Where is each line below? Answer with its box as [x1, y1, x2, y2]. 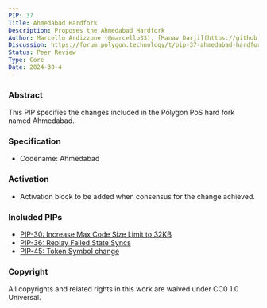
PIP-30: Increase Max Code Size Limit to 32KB [19, 229, 172, 239]
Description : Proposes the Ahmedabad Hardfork [8, 26, 165, 34]
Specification [8, 136, 61, 147]
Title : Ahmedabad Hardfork [8, 19, 98, 27]
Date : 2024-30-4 [8, 64, 62, 71]
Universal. [8, 293, 41, 302]
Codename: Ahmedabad [19, 154, 100, 164]
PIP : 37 [8, 11, 34, 20]
